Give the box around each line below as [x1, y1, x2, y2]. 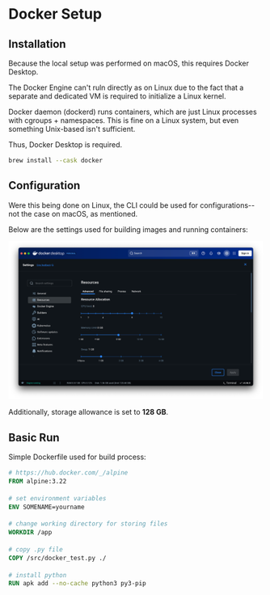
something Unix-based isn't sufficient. [8, 124, 136, 133]
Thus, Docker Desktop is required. [8, 140, 123, 150]
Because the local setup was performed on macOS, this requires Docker [8, 58, 249, 68]
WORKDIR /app [8, 529, 53, 537]
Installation [8, 37, 66, 51]
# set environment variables [8, 494, 107, 502]
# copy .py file [8, 545, 63, 554]
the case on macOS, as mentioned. [21, 209, 138, 218]
